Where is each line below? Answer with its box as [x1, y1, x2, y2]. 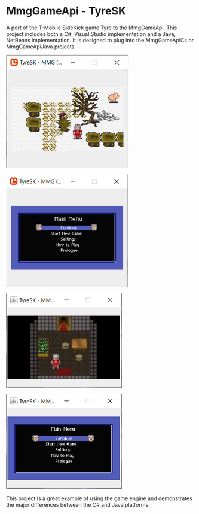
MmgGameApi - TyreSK [6, 4, 127, 18]
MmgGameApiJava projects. [6, 43, 76, 50]
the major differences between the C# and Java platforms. [6, 501, 151, 508]
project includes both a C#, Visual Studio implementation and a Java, [6, 30, 176, 37]
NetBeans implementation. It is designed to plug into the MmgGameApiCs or [6, 37, 194, 44]
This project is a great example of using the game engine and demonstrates [6, 495, 192, 502]
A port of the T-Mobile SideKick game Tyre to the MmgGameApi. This [6, 24, 177, 31]
